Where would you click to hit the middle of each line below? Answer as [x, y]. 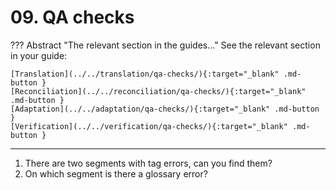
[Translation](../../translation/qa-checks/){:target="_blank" [145, 74]
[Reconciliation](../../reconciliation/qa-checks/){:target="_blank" [158, 91]
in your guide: [39, 55]
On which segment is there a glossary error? [116, 173]
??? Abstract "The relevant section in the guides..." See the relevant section [165, 45]
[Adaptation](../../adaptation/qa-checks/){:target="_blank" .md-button [165, 109]
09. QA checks [72, 17]
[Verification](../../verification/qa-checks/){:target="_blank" [149, 126]
